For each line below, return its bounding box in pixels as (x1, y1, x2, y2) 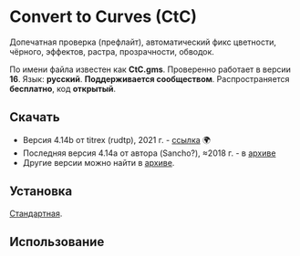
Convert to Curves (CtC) (9, 6, 198, 27)
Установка (9, 184, 73, 200)
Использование (9, 234, 105, 250)
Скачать (9, 109, 61, 125)
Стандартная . (9, 208, 63, 219)
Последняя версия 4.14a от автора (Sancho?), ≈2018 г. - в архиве (22, 148, 276, 159)
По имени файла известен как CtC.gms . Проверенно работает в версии (9, 64, 292, 75)
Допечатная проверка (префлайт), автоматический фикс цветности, (9, 36, 276, 47)
